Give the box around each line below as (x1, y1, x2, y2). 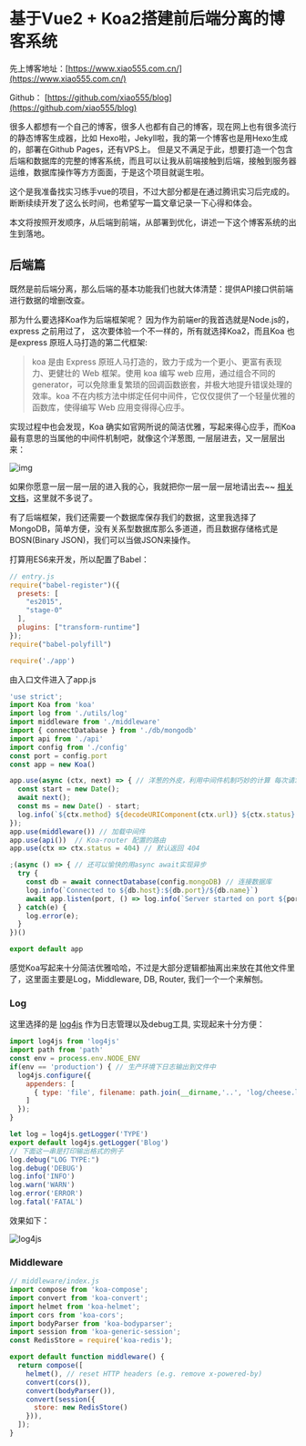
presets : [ (17, 589, 59, 598)
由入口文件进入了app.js (9, 673, 97, 684)
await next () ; (17, 794, 71, 803)
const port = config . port (9, 751, 107, 761)
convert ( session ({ (25, 1395, 96, 1404)
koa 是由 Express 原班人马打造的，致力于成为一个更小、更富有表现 (31, 356, 282, 367)
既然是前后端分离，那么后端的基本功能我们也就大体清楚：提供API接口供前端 (9, 283, 294, 294)
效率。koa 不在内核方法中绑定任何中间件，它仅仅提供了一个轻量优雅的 (31, 390, 296, 401)
